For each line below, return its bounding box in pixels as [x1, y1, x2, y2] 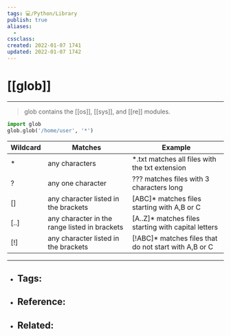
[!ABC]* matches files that [131, 233, 218, 243]
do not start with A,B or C [131, 242, 214, 251]
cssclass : [7, 36, 36, 43]
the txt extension [131, 162, 187, 172]
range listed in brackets [47, 222, 124, 231]
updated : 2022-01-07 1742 [7, 49, 81, 56]
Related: [16, 319, 54, 331]
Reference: [16, 296, 66, 308]
